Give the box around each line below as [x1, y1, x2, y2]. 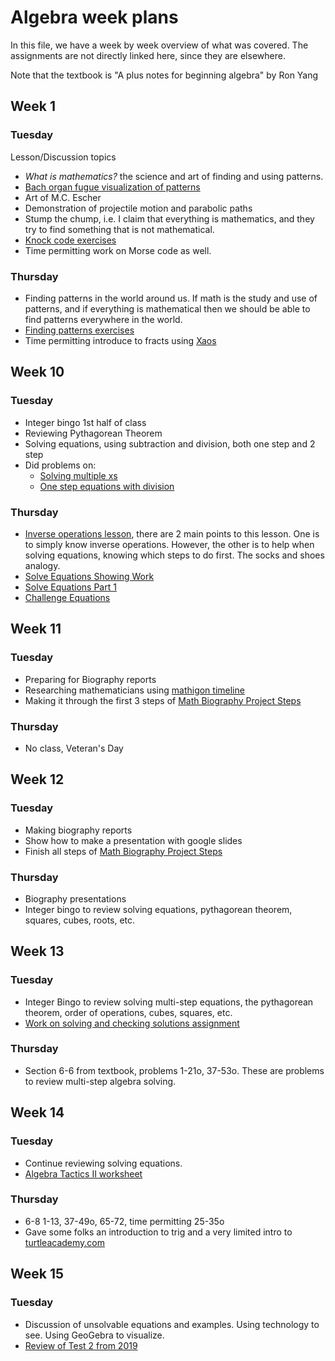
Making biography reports [24, 824, 133, 836]
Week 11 [10, 621, 62, 638]
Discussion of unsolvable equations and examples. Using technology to [24, 1318, 320, 1330]
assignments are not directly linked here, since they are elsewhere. [10, 49, 286, 61]
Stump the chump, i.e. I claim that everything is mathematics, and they [24, 212, 315, 225]
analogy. [24, 559, 61, 571]
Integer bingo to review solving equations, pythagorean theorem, [24, 903, 293, 915]
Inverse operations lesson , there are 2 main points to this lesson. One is [24, 527, 320, 540]
